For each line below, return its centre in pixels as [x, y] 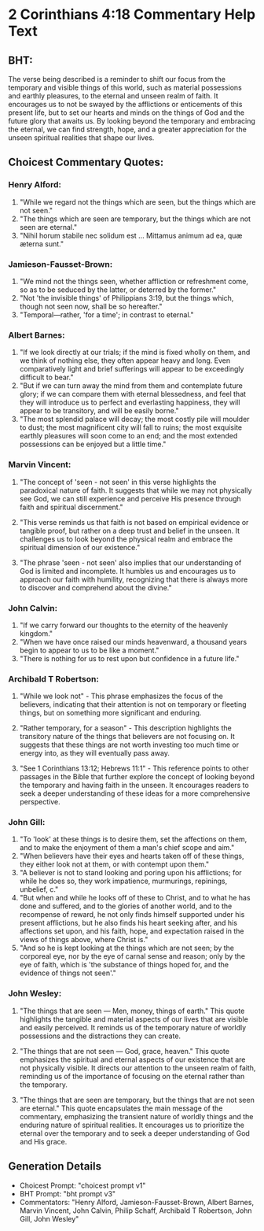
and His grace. [43, 1141]
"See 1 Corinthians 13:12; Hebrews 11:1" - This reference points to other [134, 768]
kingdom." [36, 633]
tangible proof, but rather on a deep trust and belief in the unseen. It [129, 530]
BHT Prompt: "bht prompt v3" [68, 1193]
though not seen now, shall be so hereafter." [91, 306]
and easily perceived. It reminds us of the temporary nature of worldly [133, 1027]
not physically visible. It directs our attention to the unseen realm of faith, [137, 1067]
